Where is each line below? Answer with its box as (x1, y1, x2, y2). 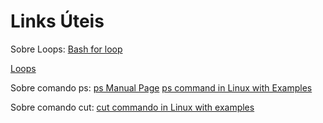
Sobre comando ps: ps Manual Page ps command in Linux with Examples (10, 81, 313, 94)
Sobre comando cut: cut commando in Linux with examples (10, 101, 255, 113)
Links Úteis (10, 10, 105, 33)
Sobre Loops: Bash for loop (10, 43, 123, 55)
